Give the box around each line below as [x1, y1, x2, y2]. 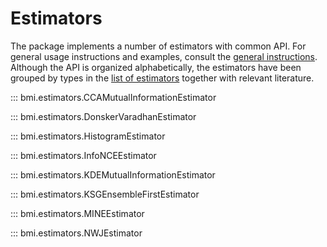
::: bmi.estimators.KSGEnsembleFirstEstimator [10, 188, 200, 200]
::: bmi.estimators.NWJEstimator [10, 227, 143, 239]
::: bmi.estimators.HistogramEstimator [10, 130, 166, 142]
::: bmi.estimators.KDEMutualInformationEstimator [10, 168, 216, 181]
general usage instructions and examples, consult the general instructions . [10, 50, 318, 62]
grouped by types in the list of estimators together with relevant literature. [10, 72, 315, 84]
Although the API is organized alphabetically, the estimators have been [10, 61, 302, 73]
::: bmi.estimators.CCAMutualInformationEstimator [10, 91, 217, 103]
